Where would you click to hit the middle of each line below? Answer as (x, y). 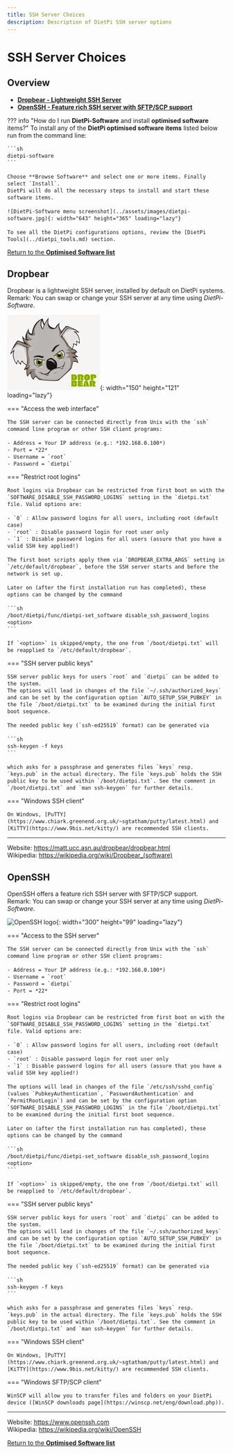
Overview (29, 83)
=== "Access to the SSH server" (53, 936)
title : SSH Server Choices (46, 15)
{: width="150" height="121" (140, 388)
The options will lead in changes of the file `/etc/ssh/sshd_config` (111, 1087)
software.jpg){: (31, 218)
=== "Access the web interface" (53, 409)
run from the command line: (47, 135)
